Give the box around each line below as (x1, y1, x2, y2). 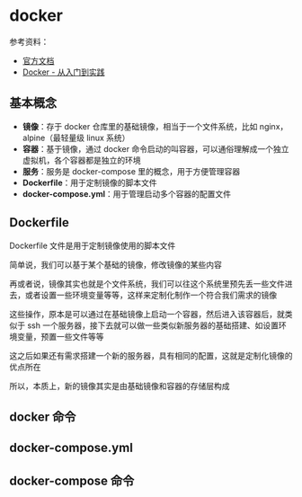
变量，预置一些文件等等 (16, 331, 104, 342)
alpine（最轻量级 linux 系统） (22, 132, 130, 143)
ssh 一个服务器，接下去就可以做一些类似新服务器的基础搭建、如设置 (26, 320, 279, 331)
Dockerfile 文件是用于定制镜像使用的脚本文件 (9, 240, 176, 251)
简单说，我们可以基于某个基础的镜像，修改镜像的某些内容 (9, 259, 222, 270)
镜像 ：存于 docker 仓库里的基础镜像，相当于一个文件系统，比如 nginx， (22, 120, 289, 131)
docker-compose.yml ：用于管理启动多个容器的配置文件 (22, 188, 232, 199)
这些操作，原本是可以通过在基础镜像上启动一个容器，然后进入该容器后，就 (9, 308, 285, 319)
